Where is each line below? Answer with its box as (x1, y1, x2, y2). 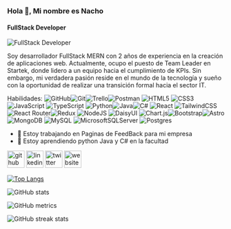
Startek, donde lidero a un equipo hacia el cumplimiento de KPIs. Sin (7, 67, 201, 75)
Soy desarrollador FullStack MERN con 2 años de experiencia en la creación (7, 52, 223, 61)
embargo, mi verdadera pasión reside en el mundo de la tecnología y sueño (7, 74, 222, 82)
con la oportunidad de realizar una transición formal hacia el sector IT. (7, 81, 207, 89)
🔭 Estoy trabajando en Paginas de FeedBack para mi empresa (17, 130, 193, 138)
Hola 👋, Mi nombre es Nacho (7, 6, 104, 16)
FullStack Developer (7, 23, 67, 32)
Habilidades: (7, 94, 43, 102)
